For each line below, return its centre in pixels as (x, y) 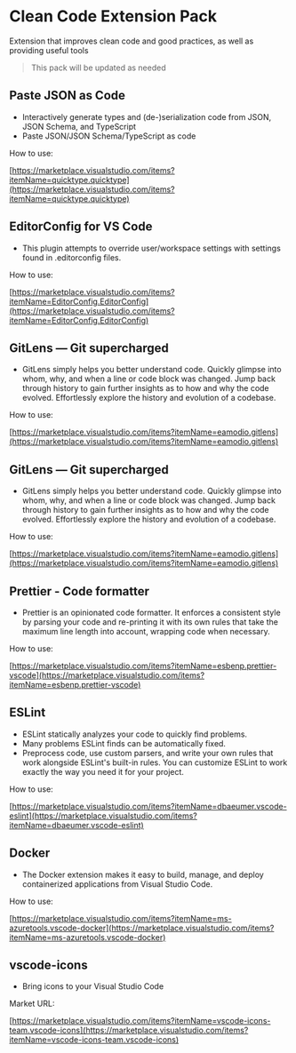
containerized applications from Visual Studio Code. (117, 884)
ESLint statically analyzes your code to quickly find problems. (134, 734)
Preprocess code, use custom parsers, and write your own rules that (148, 753)
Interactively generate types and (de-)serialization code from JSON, (147, 116)
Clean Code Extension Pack (113, 16)
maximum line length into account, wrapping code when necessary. (146, 631)
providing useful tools (49, 50)
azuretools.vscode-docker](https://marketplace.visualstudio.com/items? (142, 928)
